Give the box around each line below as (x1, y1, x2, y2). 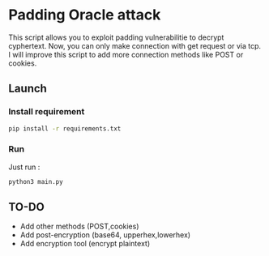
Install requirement (8, 106, 85, 117)
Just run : (8, 162, 41, 172)
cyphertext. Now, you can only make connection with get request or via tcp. (8, 41, 262, 50)
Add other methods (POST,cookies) (19, 221, 139, 232)
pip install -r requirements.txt (8, 124, 122, 133)
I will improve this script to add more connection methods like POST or (8, 49, 244, 59)
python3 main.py (8, 177, 63, 186)
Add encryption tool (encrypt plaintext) (19, 239, 151, 249)
